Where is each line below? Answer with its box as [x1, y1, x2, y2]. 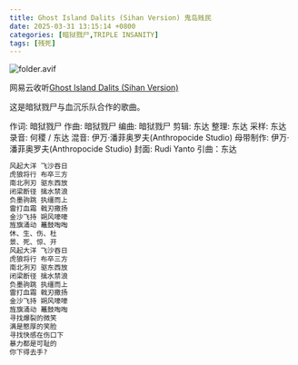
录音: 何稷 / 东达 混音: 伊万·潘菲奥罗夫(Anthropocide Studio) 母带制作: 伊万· [9, 133, 290, 143]
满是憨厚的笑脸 [9, 321, 57, 331]
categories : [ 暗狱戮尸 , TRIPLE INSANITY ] [9, 30, 159, 39]
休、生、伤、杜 [9, 229, 57, 239]
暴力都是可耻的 [9, 339, 57, 348]
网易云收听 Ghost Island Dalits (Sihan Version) [9, 83, 179, 94]
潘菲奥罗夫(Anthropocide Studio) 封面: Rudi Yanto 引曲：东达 [9, 143, 238, 154]
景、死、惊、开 [9, 238, 57, 247]
